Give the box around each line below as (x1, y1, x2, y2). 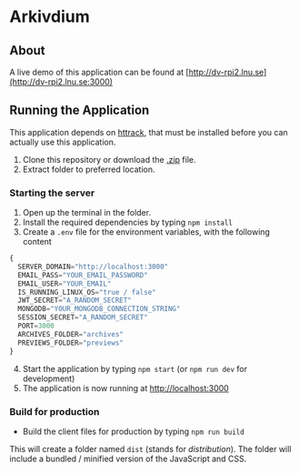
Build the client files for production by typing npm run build (22, 426, 245, 437)
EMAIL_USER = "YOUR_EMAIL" (17, 279, 112, 288)
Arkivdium (9, 6, 91, 27)
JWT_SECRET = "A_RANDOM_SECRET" (17, 296, 132, 306)
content (22, 236, 52, 247)
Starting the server (9, 186, 95, 199)
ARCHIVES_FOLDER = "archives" (17, 329, 125, 338)
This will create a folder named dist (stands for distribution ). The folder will (9, 443, 292, 454)
